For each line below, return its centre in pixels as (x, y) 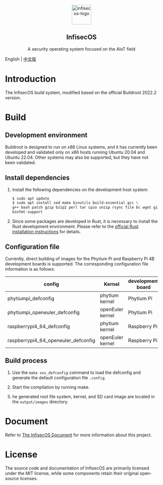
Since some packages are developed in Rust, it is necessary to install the (85, 222)
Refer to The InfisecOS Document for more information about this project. (78, 435)
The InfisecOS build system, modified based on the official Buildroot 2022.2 (81, 93)
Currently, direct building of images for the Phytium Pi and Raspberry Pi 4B (80, 259)
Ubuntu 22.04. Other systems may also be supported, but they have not (77, 157)
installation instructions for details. (46, 232)
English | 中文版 (21, 59)
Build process (26, 361)
